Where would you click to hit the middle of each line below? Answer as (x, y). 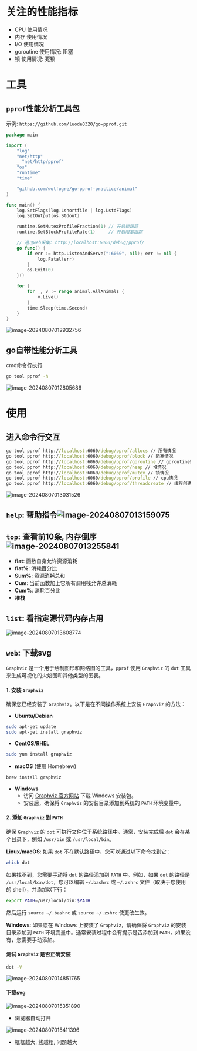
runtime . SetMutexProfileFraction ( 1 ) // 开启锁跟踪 (78, 227)
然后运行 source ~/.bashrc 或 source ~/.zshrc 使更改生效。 (78, 912)
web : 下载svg (29, 653)
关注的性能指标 (42, 12)
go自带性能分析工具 (42, 350)
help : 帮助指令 (32, 515)
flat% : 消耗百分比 (36, 568)
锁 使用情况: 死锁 (35, 59)
